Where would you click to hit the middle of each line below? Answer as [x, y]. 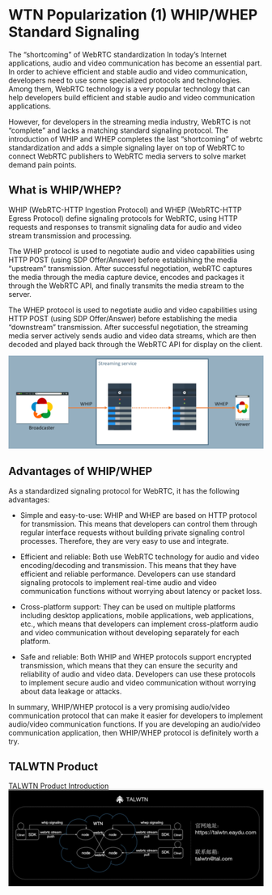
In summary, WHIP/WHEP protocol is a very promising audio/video [119, 706]
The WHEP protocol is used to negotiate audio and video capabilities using [133, 310]
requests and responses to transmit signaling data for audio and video [125, 227]
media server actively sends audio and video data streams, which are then [132, 335]
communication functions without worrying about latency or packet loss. [141, 591]
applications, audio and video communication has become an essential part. [135, 63]
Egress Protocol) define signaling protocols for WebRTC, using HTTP [123, 218]
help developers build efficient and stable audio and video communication [132, 97]
